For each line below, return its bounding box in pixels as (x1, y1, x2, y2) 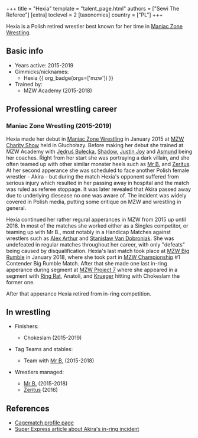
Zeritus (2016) (23, 387, 58, 394)
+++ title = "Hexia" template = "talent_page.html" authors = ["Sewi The (6, 5, 180, 12)
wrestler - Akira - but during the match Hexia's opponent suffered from (6, 173, 179, 180)
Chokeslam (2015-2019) (23, 334, 82, 342)
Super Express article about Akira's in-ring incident (14, 426, 139, 433)
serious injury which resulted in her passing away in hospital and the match (6, 179, 190, 186)
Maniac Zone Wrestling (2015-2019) (6, 122, 112, 130)
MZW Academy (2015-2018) (23, 87, 93, 94)
